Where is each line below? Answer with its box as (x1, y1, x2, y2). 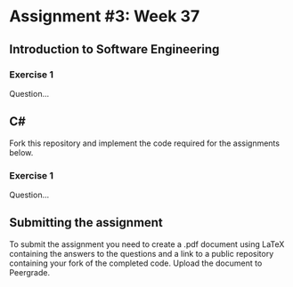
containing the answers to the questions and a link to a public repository (9, 248, 274, 259)
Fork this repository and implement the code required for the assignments (9, 138, 281, 148)
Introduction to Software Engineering (9, 42, 220, 57)
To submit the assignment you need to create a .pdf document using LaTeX (9, 238, 285, 250)
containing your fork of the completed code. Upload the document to (9, 258, 263, 268)
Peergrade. (9, 267, 51, 277)
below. (9, 147, 34, 157)
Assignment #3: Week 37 (9, 6, 200, 27)
